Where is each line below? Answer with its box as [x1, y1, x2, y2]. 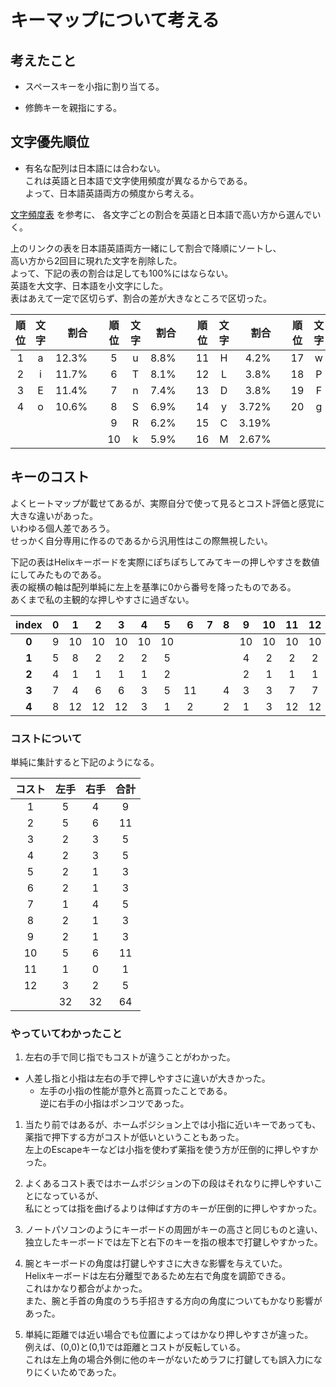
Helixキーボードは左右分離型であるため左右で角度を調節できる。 [24, 1270, 292, 1282]
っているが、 [51, 1190, 104, 1202]
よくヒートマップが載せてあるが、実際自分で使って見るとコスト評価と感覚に [10, 497, 325, 509]
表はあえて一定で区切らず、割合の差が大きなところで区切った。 [10, 292, 273, 304]
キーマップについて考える [10, 9, 220, 32]
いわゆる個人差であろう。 [10, 522, 116, 534]
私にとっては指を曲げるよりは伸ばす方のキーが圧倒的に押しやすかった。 [24, 1202, 322, 1215]
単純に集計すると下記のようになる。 [10, 756, 160, 768]
